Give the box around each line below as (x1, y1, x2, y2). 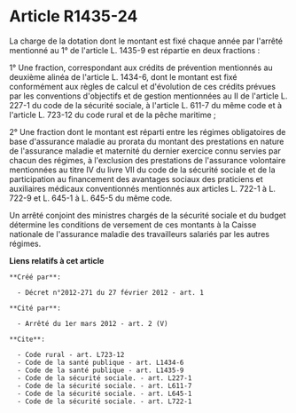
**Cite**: (9, 335, 46, 344)
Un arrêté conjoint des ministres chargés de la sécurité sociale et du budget (9, 210, 286, 220)
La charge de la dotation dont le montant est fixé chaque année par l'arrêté (9, 36, 284, 46)
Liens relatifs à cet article (9, 255, 105, 266)
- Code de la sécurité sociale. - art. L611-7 (17, 381, 192, 390)
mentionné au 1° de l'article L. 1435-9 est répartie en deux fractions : (9, 44, 261, 55)
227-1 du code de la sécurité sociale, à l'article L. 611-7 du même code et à (9, 99, 282, 110)
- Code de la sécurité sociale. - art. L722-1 (17, 397, 192, 406)
